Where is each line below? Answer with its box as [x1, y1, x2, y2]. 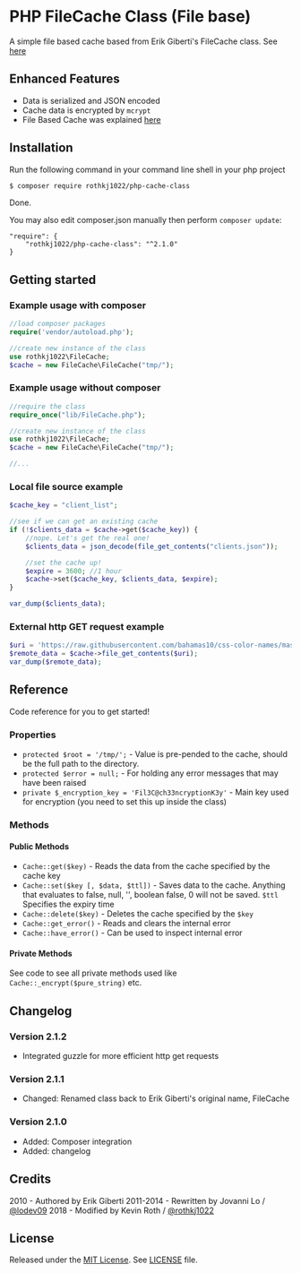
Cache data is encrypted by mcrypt [21, 105, 151, 116]
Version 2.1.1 [9, 1073, 64, 1086]
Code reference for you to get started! [9, 706, 150, 717]
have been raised [21, 778, 87, 788]
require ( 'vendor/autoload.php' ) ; [9, 328, 134, 337]
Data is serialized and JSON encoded [21, 95, 161, 106]
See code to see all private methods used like [9, 968, 177, 978]
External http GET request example [9, 621, 165, 633]
